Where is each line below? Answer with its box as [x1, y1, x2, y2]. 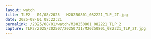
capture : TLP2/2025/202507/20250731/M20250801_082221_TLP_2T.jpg [5, 26, 146, 31]
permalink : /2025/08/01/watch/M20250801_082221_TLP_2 [5, 21, 122, 27]
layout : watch [5, 7, 35, 13]
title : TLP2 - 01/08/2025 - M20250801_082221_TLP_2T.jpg [5, 12, 128, 17]
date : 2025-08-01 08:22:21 [5, 17, 62, 22]
